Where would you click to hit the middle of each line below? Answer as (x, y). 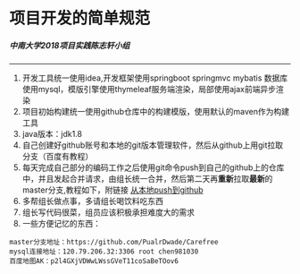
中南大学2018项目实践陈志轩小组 (70, 45)
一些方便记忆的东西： (61, 224)
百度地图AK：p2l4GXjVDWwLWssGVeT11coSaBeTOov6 (94, 261)
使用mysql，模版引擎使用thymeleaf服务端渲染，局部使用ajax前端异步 (149, 90)
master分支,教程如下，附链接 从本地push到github (112, 190)
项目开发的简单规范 (80, 18)
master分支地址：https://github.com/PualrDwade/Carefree (114, 243)
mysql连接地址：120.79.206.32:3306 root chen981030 (104, 252)
